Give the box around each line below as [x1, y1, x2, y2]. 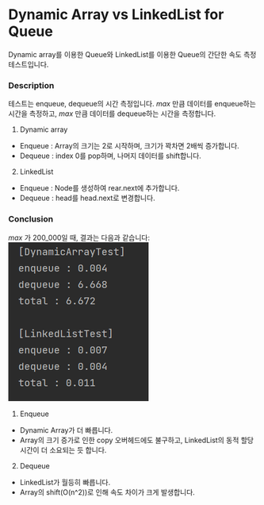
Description [8, 79, 55, 91]
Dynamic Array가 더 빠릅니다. [19, 425, 113, 434]
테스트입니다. [8, 60, 49, 69]
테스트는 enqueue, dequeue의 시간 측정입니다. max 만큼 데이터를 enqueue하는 [8, 99, 256, 109]
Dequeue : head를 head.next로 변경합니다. [19, 193, 156, 203]
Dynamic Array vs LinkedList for [8, 6, 224, 24]
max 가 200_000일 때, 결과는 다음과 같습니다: [8, 233, 151, 242]
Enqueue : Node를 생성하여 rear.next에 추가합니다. [19, 183, 180, 193]
